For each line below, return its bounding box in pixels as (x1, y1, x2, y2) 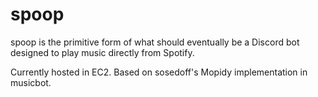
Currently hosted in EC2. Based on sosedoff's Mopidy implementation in (10, 66, 308, 78)
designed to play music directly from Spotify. (10, 46, 195, 58)
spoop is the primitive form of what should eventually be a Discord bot (10, 36, 300, 48)
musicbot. (10, 76, 52, 88)
